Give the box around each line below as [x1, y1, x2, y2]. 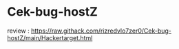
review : [7, 27, 30, 35]
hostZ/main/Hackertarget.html [7, 33, 93, 42]
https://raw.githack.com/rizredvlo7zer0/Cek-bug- [30, 27, 172, 35]
